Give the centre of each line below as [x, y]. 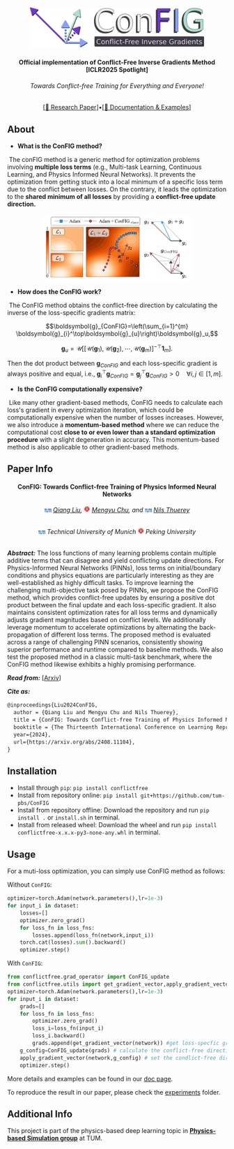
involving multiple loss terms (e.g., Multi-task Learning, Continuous [104, 167]
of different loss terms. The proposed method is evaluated [127, 635]
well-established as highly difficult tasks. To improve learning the [100, 583]
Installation [32, 771]
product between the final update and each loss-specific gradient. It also [112, 605]
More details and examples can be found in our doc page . [90, 1078]
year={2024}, [32, 734]
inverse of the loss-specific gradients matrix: [71, 312]
